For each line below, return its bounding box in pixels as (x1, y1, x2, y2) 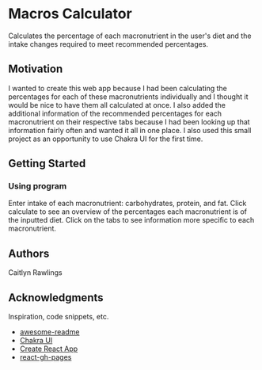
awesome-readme (19, 327, 80, 337)
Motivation (8, 63, 63, 76)
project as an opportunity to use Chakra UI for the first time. (8, 134, 203, 143)
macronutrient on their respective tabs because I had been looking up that (8, 116, 251, 127)
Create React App (19, 344, 78, 353)
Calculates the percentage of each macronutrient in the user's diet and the (8, 31, 252, 40)
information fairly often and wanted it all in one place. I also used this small (8, 125, 252, 135)
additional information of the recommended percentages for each (8, 109, 222, 118)
